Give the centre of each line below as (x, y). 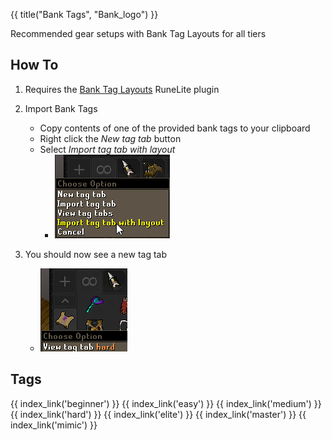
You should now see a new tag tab (96, 254)
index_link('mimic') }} (54, 425)
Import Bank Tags (61, 108)
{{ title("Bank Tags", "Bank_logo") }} (84, 14)
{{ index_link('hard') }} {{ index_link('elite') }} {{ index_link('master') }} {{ (158, 414)
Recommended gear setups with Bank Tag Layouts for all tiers (138, 33)
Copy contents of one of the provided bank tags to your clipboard (175, 128)
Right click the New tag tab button (110, 138)
